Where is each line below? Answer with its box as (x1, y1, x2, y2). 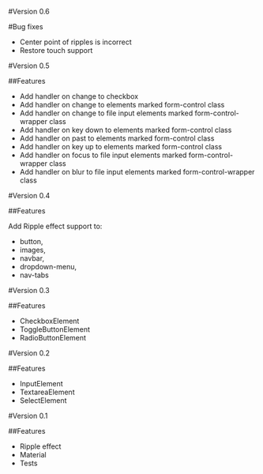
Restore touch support (19, 46, 93, 55)
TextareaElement (19, 387, 75, 397)
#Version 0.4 (8, 191, 51, 200)
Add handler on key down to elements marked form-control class (19, 126, 232, 134)
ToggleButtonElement (19, 325, 91, 334)
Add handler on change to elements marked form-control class (19, 100, 225, 109)
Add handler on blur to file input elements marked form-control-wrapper (19, 167, 255, 176)
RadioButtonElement (19, 333, 87, 342)
